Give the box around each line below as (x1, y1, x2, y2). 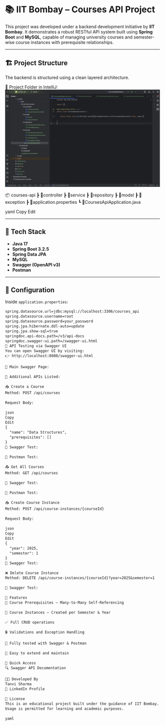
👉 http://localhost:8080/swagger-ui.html (5, 353, 93, 358)
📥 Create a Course (5, 384, 44, 389)
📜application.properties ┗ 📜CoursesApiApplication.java (29, 199, 141, 205)
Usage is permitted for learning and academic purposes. (5, 706, 124, 711)
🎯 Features (5, 595, 27, 600)
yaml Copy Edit (5, 208, 36, 215)
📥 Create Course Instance (5, 500, 60, 505)
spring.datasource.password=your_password (5, 319, 93, 324)
